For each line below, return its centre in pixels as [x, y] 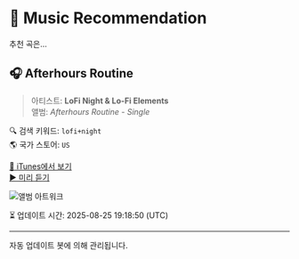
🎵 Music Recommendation [108, 18]
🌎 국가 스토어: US [40, 144]
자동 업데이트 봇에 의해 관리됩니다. [69, 245]
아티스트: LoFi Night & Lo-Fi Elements [100, 101]
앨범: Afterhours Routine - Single [90, 111]
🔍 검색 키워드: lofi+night [56, 130]
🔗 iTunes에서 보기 [41, 166]
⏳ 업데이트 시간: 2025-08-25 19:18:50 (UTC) [89, 215]
